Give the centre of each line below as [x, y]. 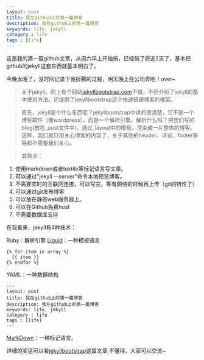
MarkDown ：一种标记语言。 [41, 338]
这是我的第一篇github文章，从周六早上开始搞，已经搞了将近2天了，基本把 [99, 58]
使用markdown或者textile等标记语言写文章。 [71, 169]
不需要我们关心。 [53, 143]
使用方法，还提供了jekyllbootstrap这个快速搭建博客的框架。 [101, 99]
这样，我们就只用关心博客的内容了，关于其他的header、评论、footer [107, 135]
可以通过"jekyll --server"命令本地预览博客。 [70, 176]
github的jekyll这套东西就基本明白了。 [53, 66]
